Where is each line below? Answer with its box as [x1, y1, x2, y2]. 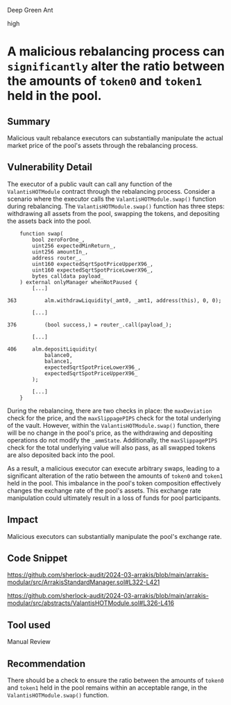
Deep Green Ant [7, 6, 53, 14]
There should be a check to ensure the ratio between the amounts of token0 [7, 677, 224, 685]
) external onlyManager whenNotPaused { [19, 279, 138, 285]
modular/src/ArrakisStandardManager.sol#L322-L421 [7, 578, 160, 586]
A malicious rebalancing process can [7, 44, 225, 60]
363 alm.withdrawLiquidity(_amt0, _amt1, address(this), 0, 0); [7, 297, 222, 304]
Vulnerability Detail [7, 161, 92, 173]
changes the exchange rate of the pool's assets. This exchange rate [7, 486, 201, 495]
